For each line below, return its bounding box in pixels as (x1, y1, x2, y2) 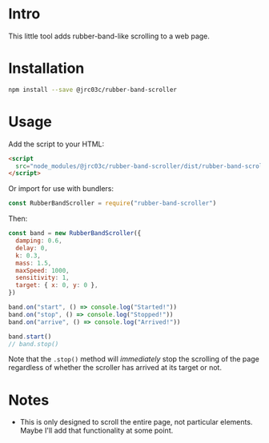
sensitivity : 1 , (15, 273, 70, 282)
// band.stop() (8, 340, 59, 348)
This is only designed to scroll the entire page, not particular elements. (19, 417, 253, 427)
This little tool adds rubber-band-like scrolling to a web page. (8, 31, 211, 41)
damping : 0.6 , (15, 237, 62, 245)
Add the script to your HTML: (8, 139, 105, 149)
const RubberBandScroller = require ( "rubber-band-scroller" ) (8, 199, 217, 208)
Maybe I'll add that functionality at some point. (19, 425, 174, 436)
